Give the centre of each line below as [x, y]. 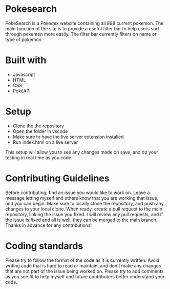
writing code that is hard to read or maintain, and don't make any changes [83, 265]
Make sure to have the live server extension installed [68, 137]
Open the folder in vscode [40, 131]
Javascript [24, 74]
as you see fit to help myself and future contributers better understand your [85, 276]
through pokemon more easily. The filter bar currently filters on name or [81, 34]
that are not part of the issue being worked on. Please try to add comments [84, 271]
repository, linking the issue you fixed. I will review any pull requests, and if [84, 214]
